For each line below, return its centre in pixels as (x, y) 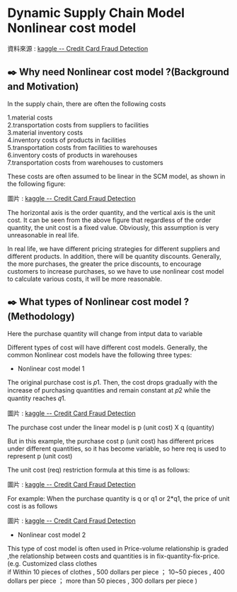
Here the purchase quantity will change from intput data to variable (105, 333)
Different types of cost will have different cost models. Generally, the (108, 347)
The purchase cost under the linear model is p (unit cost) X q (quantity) (111, 427)
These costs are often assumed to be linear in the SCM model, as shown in (116, 176)
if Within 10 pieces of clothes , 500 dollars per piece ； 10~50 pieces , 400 (116, 571)
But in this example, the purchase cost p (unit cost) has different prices (111, 441)
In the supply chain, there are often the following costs (87, 103)
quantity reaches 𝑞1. (37, 398)
